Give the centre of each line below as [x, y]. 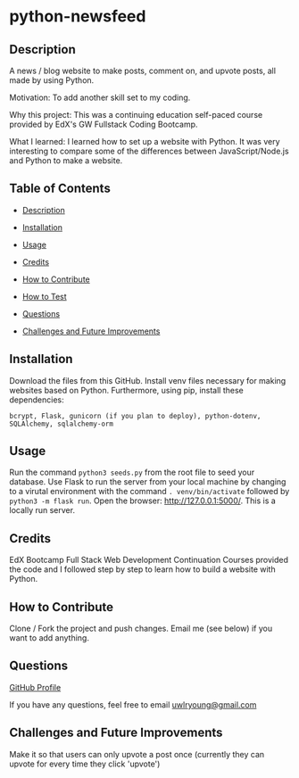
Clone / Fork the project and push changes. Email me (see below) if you [141, 629]
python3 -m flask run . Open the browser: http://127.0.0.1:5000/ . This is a [143, 501]
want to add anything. [49, 638]
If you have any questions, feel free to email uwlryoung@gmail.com [133, 704]
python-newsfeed [78, 17]
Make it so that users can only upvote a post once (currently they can [137, 754]
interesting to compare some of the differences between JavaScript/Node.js [149, 151]
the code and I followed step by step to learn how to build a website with [142, 569]
